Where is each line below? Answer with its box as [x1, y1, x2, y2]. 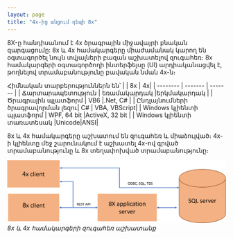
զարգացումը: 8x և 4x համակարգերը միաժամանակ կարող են [7, 46, 207, 54]
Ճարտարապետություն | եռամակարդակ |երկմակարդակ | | [21, 89, 213, 97]
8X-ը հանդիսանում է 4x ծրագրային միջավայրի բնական [7, 38, 188, 46]
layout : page [7, 11, 45, 18]
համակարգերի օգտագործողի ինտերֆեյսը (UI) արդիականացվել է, [7, 60, 223, 69]
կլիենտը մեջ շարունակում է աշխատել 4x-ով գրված [12, 139, 179, 147]
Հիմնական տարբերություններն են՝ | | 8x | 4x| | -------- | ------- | [7, 81, 209, 89]
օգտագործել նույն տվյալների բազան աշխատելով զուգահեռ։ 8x [7, 53, 213, 62]
